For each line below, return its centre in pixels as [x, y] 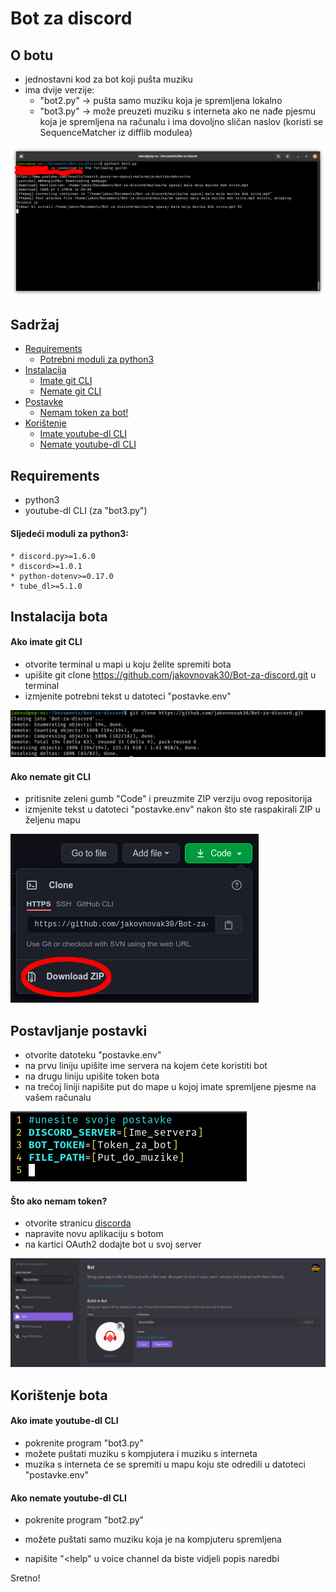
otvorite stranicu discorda [78, 1223]
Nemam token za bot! [84, 413]
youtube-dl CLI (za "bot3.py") [86, 511]
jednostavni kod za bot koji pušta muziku [108, 79]
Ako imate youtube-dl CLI [64, 1421]
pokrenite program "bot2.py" [84, 1520]
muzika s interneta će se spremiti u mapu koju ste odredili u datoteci [165, 1464]
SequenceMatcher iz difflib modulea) [116, 132]
